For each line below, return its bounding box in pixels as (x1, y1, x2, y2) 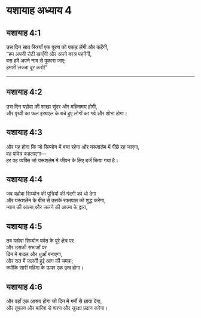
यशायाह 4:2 (6, 87, 43, 97)
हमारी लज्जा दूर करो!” (6, 64, 48, 71)
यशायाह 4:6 (6, 282, 43, 292)
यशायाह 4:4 (6, 175, 43, 185)
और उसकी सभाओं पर (6, 244, 47, 251)
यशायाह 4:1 (6, 27, 41, 38)
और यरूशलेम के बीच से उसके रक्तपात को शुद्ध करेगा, (6, 197, 106, 204)
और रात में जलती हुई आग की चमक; (6, 258, 74, 265)
